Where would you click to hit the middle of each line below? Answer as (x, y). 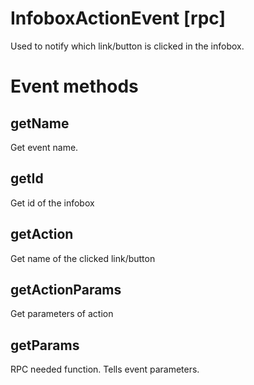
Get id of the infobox (52, 203)
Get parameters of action (62, 314)
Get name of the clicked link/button (83, 258)
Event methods (74, 86)
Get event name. (44, 147)
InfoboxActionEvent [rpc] (118, 18)
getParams (45, 345)
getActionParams (66, 289)
